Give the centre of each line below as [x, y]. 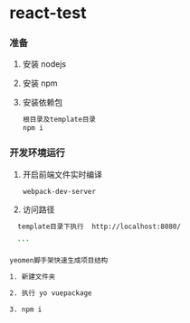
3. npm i [26, 309]
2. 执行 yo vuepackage [51, 293]
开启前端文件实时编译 [62, 174]
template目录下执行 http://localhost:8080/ [99, 227]
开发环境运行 [38, 153]
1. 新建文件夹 [33, 277]
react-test [48, 13]
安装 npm [40, 83]
